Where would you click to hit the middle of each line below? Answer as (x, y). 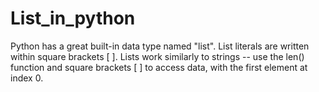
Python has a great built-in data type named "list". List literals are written (160, 46)
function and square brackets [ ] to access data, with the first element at (159, 67)
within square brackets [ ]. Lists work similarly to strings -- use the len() (157, 56)
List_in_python (73, 18)
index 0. (27, 78)
